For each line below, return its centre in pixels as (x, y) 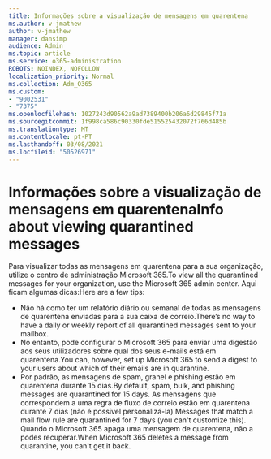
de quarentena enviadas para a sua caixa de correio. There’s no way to (138, 317)
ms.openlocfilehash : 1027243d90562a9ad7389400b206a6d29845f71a (118, 115)
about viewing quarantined (101, 226)
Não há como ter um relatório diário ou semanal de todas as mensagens (140, 308)
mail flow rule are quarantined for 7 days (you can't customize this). (133, 420)
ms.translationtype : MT (49, 129)
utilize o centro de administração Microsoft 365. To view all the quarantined (133, 275)
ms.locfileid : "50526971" (52, 152)
